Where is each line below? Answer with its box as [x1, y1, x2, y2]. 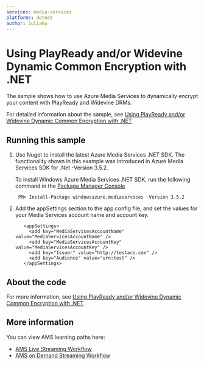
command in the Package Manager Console [15, 182, 125, 190]
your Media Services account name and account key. [15, 211, 149, 219]
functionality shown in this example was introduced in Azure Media [15, 158, 184, 165]
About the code [6, 277, 66, 287]
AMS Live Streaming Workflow [15, 345, 93, 352]
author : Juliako [6, 20, 47, 26]
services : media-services [6, 9, 72, 15]
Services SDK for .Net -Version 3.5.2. [15, 164, 108, 171]
